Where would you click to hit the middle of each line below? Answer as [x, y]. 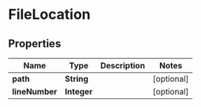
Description [123, 66]
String [77, 79]
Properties [35, 44]
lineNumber [35, 92]
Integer [79, 92]
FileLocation [49, 15]
